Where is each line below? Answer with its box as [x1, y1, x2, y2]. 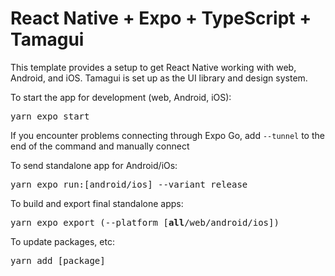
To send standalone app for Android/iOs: [10, 159, 178, 171]
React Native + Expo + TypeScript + [10, 7, 312, 30]
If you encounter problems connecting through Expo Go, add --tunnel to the [10, 129, 325, 141]
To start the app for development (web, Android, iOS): [10, 91, 232, 103]
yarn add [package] [10, 255, 106, 266]
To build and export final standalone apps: [10, 197, 184, 209]
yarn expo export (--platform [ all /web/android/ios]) [10, 217, 280, 228]
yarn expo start [10, 110, 90, 122]
